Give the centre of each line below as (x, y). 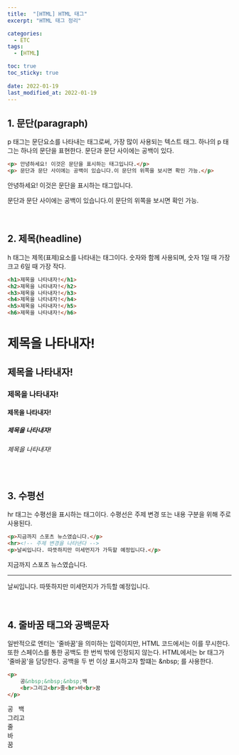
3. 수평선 (26, 496)
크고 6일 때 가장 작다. (37, 266)
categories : (25, 33)
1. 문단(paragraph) (48, 123)
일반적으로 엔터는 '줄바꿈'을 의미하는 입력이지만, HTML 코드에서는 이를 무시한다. (119, 643)
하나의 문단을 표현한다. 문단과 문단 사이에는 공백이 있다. (97, 151)
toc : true (22, 66)
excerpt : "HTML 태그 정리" (44, 21)
